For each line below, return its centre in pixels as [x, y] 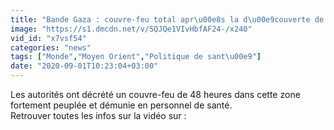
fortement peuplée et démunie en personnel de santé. [121, 105]
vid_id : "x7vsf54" [48, 38]
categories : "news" [51, 47]
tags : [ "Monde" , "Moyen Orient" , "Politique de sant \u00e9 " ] [136, 57]
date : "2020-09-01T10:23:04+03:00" [84, 66]
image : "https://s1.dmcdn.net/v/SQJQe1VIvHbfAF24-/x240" [131, 29]
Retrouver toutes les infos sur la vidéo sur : [98, 115]
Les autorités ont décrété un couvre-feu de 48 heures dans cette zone [155, 94]
